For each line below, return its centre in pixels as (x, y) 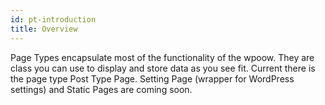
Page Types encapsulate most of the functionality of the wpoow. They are (162, 57)
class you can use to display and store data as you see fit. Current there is (163, 68)
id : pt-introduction (53, 19)
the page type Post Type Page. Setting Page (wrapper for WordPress (152, 78)
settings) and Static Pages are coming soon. (101, 89)
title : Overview (44, 29)
